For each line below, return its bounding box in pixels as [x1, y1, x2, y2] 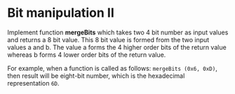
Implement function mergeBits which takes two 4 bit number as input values [7, 28, 229, 36]
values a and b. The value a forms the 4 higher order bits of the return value [7, 43, 227, 51]
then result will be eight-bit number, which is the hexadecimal [7, 72, 185, 80]
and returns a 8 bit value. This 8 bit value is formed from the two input [7, 35, 210, 43]
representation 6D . [7, 79, 60, 87]
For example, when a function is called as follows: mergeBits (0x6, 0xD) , [7, 64, 217, 72]
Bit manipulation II [7, 5, 114, 21]
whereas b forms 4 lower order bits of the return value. [7, 51, 166, 59]
